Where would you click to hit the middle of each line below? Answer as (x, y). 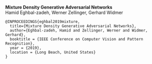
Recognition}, (20, 43)
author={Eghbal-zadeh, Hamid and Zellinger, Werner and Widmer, (79, 30)
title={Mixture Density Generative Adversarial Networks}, (73, 26)
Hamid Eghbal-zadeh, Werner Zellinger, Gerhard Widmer (64, 12)
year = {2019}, (26, 48)
